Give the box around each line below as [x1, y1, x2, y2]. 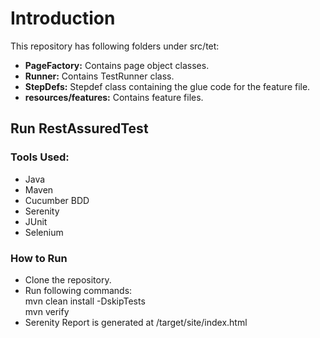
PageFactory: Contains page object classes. [24, 59, 210, 71]
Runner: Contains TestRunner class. [24, 70, 175, 82]
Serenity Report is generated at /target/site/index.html [24, 316, 248, 328]
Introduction [10, 7, 116, 30]
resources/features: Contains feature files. [24, 91, 204, 103]
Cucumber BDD [24, 194, 90, 206]
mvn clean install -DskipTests [24, 295, 146, 307]
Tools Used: [10, 150, 70, 164]
